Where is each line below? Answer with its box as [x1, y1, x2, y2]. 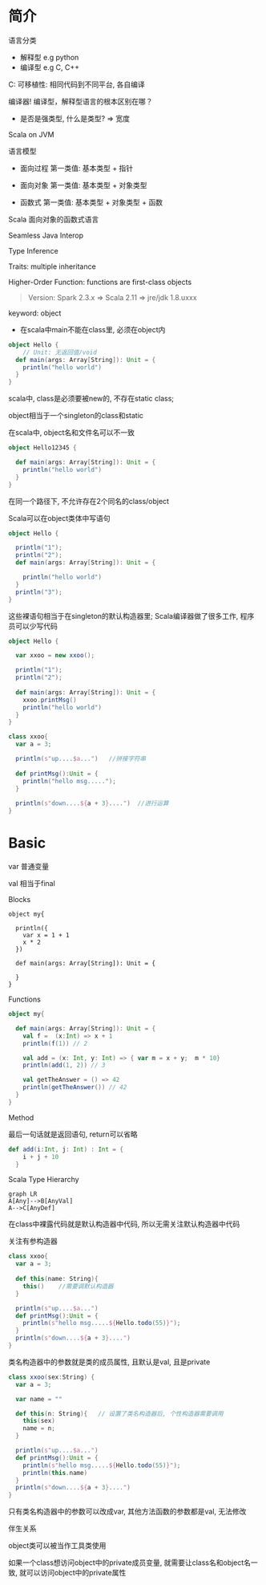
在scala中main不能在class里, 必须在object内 [19, 324, 166, 334]
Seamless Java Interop [8, 230, 84, 240]
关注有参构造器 [8, 1237, 58, 1246]
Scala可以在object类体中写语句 [8, 513, 111, 522]
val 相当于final [8, 879, 56, 888]
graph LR [8, 1190, 38, 1198]
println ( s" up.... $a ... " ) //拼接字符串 [15, 755, 147, 763]
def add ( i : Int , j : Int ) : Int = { [8, 1145, 124, 1153]
